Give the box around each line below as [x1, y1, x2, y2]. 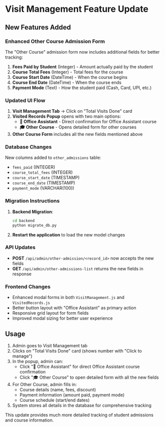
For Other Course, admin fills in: [12, 381, 77, 387]
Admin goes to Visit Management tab [12, 342, 88, 348]
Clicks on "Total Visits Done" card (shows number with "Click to [12, 348, 142, 354]
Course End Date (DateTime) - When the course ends [12, 79, 122, 85]
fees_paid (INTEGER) [12, 164, 56, 170]
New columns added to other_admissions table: [5, 155, 101, 161]
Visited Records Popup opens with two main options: [12, 113, 121, 119]
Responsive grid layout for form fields [12, 310, 89, 316]
